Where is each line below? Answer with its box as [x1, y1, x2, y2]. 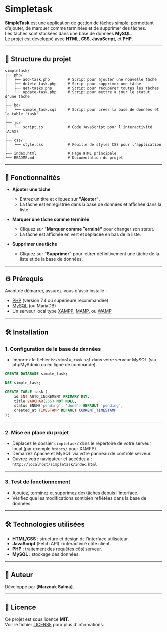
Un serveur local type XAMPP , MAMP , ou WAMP [12, 308, 112, 314]
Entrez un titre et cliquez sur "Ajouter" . [19, 196, 100, 202]
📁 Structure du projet [5, 55, 71, 63]
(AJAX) [5, 129, 19, 134]
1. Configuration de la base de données [5, 345, 101, 352]
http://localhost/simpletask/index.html [12, 462, 97, 467]
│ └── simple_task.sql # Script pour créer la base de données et [5, 107, 159, 112]
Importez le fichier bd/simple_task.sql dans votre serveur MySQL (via [12, 357, 156, 362]
